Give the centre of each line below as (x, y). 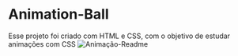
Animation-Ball (59, 14)
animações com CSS (42, 44)
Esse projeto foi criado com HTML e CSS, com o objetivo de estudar (119, 36)
